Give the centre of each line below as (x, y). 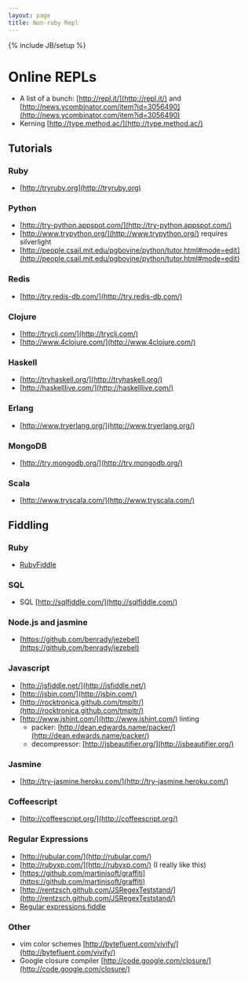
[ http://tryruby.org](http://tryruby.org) (80, 188)
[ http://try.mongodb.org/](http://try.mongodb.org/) (101, 463)
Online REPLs (52, 77)
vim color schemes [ (53, 943)
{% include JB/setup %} (47, 45)
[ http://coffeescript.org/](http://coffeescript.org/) (98, 819)
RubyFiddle (38, 564)
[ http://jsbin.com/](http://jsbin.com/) (78, 693)
